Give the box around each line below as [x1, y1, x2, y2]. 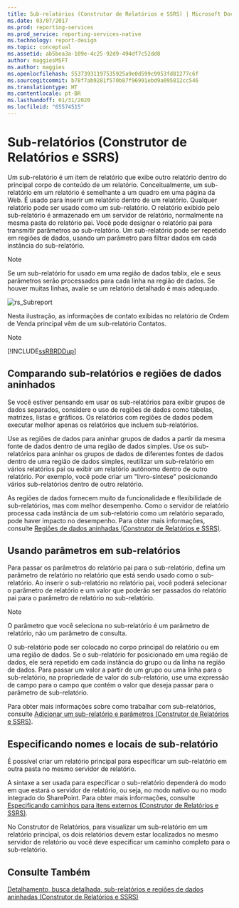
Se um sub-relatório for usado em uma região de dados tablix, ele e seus [7, 268, 221, 277]
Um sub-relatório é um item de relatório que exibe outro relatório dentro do [7, 173, 228, 181]
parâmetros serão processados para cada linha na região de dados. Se [7, 276, 216, 285]
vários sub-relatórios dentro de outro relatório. [7, 480, 144, 488]
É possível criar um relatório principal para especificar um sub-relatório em [7, 757, 228, 766]
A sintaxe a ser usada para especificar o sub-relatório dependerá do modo [7, 779, 226, 787]
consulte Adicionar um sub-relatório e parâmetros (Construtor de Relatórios [7, 710, 230, 718]
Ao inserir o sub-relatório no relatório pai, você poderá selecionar [35, 579, 228, 587]
